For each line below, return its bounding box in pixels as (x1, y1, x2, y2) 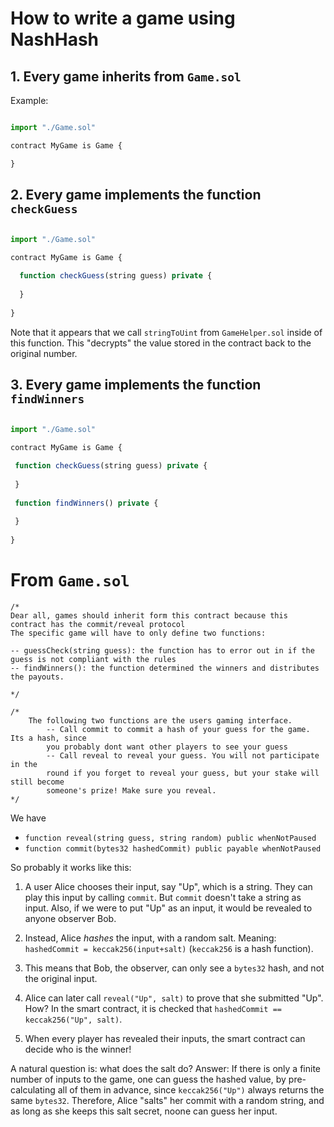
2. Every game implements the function (10, 187, 262, 204)
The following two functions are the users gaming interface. (28, 715, 293, 726)
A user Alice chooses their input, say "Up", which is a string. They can (24, 880, 313, 892)
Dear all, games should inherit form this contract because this (10, 610, 288, 621)
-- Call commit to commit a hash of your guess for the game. (46, 724, 311, 734)
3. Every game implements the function (10, 376, 262, 393)
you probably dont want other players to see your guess (46, 742, 288, 752)
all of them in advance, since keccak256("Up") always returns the (57, 1083, 325, 1096)
